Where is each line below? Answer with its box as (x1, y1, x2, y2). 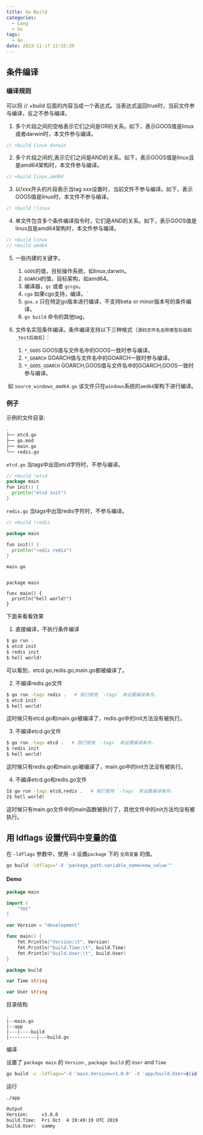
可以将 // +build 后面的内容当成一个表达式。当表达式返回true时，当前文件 (6, 102, 190, 109)
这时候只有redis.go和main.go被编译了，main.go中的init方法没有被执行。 (6, 763, 187, 770)
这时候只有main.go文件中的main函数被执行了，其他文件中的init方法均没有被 (6, 805, 196, 813)
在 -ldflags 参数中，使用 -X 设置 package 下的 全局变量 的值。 (6, 850, 156, 857)
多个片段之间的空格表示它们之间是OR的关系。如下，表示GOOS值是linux (15, 123, 194, 130)
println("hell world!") (12, 596, 72, 602)
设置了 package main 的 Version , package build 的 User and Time (6, 1059, 167, 1066)
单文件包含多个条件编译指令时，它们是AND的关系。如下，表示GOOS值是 (15, 217, 197, 224)
